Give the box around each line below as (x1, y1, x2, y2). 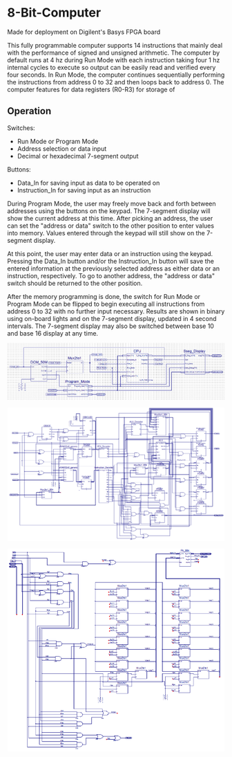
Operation (7, 105, 52, 117)
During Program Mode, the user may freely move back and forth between (7, 199, 216, 208)
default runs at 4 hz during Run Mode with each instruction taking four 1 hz (7, 55, 220, 64)
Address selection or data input (17, 144, 107, 153)
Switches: (7, 123, 36, 132)
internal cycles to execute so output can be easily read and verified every (7, 63, 216, 71)
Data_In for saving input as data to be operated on (17, 179, 160, 187)
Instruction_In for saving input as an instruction (17, 185, 151, 194)
